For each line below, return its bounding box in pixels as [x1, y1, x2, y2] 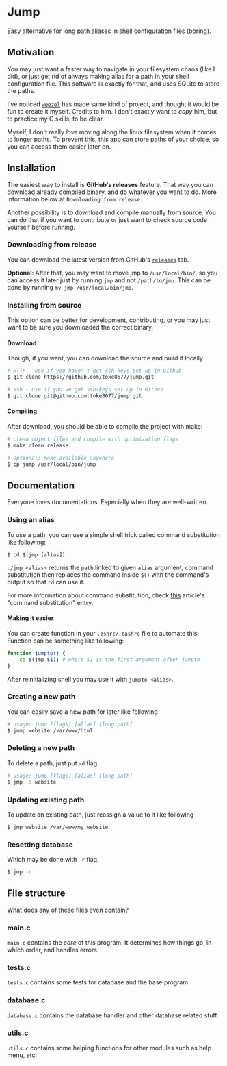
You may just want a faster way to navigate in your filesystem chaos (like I [7, 64, 215, 73]
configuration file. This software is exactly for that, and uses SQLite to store [7, 79, 220, 88]
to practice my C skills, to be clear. [7, 114, 105, 123]
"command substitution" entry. [7, 598, 94, 606]
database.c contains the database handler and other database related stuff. [7, 1011, 219, 1019]
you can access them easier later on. [7, 142, 111, 151]
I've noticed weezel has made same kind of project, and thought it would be [7, 100, 219, 108]
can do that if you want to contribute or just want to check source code [7, 215, 207, 223]
